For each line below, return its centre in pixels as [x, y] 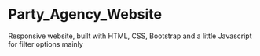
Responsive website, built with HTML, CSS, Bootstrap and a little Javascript [130, 36]
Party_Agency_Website [85, 14]
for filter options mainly [46, 44]
